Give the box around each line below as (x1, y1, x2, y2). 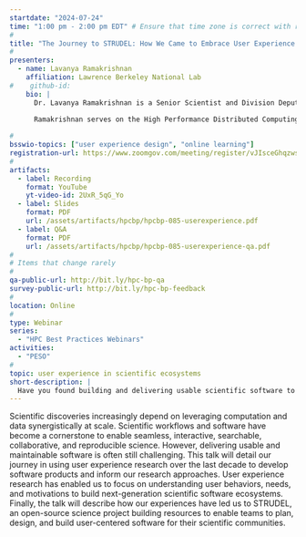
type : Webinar (9, 318, 64, 327)
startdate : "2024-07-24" (9, 13, 104, 23)
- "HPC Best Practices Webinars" (17, 335, 145, 345)
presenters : (9, 56, 55, 65)
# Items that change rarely (9, 259, 117, 268)
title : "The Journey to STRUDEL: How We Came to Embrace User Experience (9, 38, 296, 48)
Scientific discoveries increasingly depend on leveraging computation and (9, 411, 288, 422)
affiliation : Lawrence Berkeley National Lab (25, 73, 202, 82)
